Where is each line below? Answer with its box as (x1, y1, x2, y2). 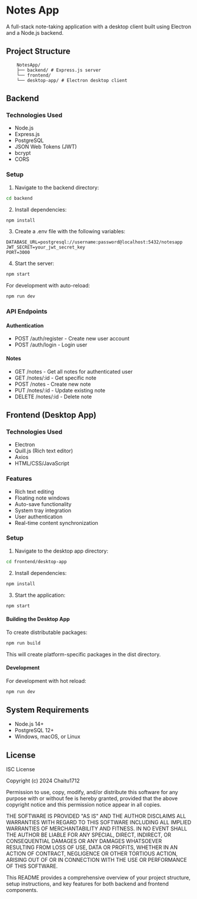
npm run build (6, 640, 41, 646)
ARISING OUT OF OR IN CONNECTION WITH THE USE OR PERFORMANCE (6, 857, 187, 864)
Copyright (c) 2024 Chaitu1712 (6, 777, 80, 784)
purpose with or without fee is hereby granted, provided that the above (6, 795, 178, 802)
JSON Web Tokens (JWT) (14, 143, 78, 150)
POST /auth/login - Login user (14, 341, 88, 348)
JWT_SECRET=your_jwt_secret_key (6, 244, 85, 250)
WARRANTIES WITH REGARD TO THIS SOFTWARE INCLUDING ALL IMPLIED (6, 819, 192, 826)
